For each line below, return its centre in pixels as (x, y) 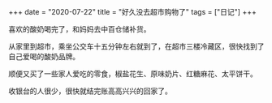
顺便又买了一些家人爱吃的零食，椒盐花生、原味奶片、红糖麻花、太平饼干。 (133, 74)
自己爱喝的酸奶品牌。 (44, 56)
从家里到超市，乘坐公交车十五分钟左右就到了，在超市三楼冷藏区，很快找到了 (136, 46)
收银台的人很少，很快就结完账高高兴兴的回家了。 (90, 91)
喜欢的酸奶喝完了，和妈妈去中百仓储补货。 (80, 29)
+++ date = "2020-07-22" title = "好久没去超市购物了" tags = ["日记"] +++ (133, 12)
